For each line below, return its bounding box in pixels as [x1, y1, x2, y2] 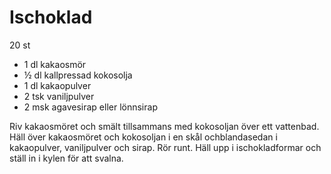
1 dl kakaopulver [23, 79, 92, 91]
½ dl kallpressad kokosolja [23, 69, 133, 81]
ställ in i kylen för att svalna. [9, 152, 124, 164]
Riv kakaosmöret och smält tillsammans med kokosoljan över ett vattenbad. [9, 120, 320, 132]
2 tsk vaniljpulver [23, 90, 95, 102]
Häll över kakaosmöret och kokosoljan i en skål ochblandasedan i [9, 131, 278, 143]
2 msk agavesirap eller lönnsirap [23, 101, 158, 113]
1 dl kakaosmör [23, 58, 87, 70]
